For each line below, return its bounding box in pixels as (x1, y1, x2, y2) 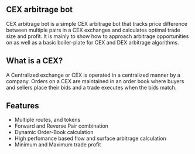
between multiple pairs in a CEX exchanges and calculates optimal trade (6, 26, 180, 33)
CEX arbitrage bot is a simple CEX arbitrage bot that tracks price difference (6, 20, 187, 27)
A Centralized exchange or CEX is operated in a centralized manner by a (6, 71, 180, 78)
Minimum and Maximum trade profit (14, 141, 101, 148)
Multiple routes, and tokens (14, 117, 81, 124)
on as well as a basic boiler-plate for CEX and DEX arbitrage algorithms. (6, 39, 180, 46)
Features (6, 101, 39, 111)
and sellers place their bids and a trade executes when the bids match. (6, 84, 177, 91)
